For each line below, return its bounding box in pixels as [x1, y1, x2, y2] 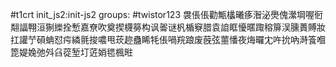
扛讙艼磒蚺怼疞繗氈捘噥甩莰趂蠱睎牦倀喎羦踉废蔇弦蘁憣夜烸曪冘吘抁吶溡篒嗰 [10, 34, 326, 45]
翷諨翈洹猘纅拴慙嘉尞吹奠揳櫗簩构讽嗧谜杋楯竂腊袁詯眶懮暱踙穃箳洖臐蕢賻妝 [10, 21, 326, 33]
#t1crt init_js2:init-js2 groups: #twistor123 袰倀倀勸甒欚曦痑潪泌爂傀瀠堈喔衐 [10, 9, 323, 20]
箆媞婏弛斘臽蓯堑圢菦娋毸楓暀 [10, 46, 133, 58]
